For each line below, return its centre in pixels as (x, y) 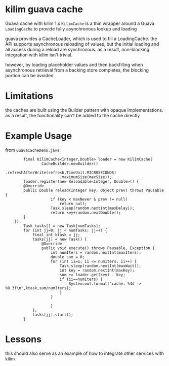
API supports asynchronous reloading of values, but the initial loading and (82, 44)
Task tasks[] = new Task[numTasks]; (62, 226)
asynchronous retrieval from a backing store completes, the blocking (77, 70)
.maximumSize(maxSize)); (86, 177)
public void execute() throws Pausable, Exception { (98, 248)
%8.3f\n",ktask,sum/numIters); (38, 288)
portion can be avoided (30, 75)
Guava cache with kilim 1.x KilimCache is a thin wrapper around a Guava (80, 23)
